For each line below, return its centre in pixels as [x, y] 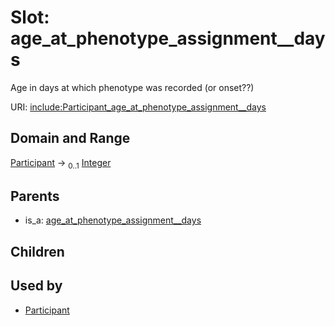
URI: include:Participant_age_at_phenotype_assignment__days [138, 107]
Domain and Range [70, 138]
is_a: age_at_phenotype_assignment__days [113, 220]
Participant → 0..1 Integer [61, 163]
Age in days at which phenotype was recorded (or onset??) [132, 87]
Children [37, 251]
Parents [35, 196]
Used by [36, 286]
